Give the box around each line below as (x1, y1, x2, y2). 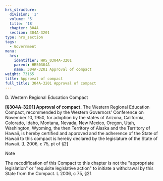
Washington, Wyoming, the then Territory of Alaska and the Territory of (5, 125, 150, 131)
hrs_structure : (5, 7, 37, 12)
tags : (5, 40, 16, 45)
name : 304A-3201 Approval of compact (14, 67, 92, 72)
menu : (5, 48, 16, 53)
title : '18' (9, 21, 35, 26)
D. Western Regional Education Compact (5, 94, 88, 100)
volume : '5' (9, 16, 35, 21)
